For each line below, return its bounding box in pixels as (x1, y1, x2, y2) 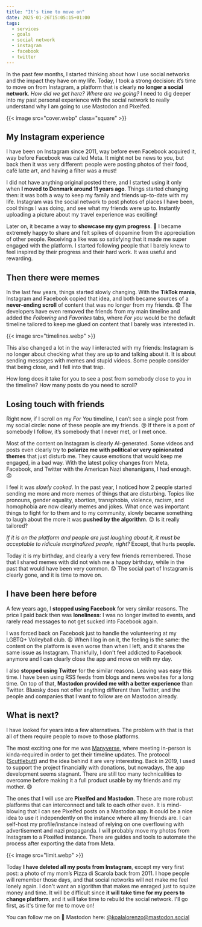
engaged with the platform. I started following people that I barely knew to (6, 242, 190, 249)
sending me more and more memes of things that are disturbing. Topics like (6, 490, 194, 497)
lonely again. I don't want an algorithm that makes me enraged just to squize (6, 882, 196, 889)
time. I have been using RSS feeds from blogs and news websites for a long (6, 673, 194, 681)
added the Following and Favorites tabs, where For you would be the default (6, 314, 196, 321)
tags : (6, 20, 20, 26)
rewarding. (6, 255, 33, 262)
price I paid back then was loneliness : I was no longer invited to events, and (6, 611, 196, 618)
